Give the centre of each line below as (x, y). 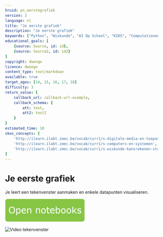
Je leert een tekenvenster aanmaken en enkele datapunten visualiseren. (77, 192)
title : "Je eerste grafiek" (33, 26)
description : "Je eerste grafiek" (40, 31)
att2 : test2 (35, 113)
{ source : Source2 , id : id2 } (42, 51)
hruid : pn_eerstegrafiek (30, 10)
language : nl (18, 20)
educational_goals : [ (27, 41)
